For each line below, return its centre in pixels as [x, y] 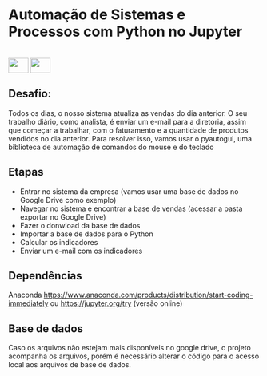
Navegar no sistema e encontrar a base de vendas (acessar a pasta [131, 208]
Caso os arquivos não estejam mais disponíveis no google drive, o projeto [130, 348]
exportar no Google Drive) [63, 216]
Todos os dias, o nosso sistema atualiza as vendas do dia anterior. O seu [128, 113]
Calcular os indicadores [59, 242]
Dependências [45, 276]
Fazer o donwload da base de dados [80, 225]
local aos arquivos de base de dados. [70, 365]
